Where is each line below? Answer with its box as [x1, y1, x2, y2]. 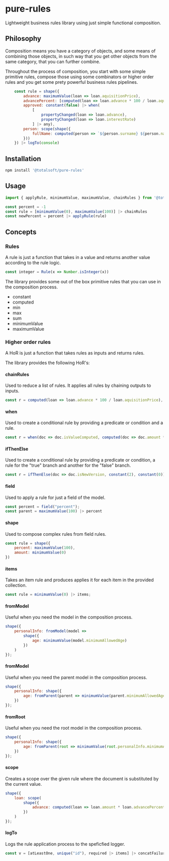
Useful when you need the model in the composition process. [5, 614, 133, 620]
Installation [5, 155, 41, 163]
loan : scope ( [14, 795, 42, 800]
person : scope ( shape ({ [23, 126, 71, 131]
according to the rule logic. [5, 260, 61, 266]
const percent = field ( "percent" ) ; [5, 504, 80, 509]
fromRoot [5, 714, 26, 720]
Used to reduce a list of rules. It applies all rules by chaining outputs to [5, 382, 151, 389]
